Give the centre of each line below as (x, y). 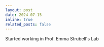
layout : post (19, 10)
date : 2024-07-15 (24, 15)
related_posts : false (28, 24)
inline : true (19, 19)
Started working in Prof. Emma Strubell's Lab (52, 39)
